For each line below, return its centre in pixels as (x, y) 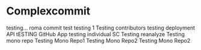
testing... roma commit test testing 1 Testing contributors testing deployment (101, 28)
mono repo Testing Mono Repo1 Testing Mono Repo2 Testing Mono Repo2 (98, 40)
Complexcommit (48, 11)
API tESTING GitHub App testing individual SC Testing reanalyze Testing (95, 34)
